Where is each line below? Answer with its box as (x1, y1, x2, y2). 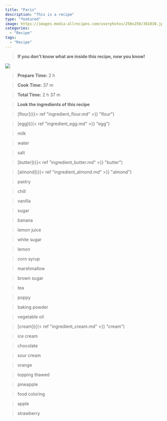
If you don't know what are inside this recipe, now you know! (17, 53, 146, 59)
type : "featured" (5, 16, 41, 21)
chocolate (17, 342, 38, 349)
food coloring (17, 391, 45, 397)
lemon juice (17, 227, 41, 233)
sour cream (17, 352, 41, 358)
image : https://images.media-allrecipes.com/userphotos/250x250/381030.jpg (5, 21, 166, 26)
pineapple (17, 381, 38, 387)
